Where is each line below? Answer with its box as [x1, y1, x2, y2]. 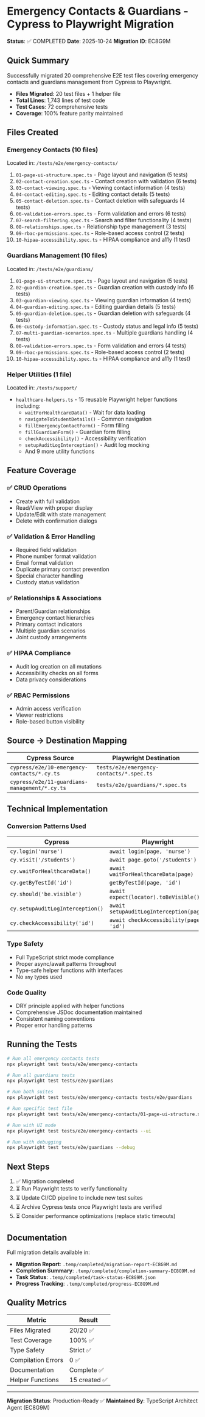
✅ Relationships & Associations [7, 593, 102, 602]
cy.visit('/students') [10, 857, 75, 863]
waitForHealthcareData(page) [109, 871, 194, 878]
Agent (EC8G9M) [7, 1404, 50, 1411]
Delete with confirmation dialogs [15, 517, 97, 524]
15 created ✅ [69, 1375, 108, 1384]
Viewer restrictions [15, 711, 63, 719]
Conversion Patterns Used [7, 822, 87, 831]
